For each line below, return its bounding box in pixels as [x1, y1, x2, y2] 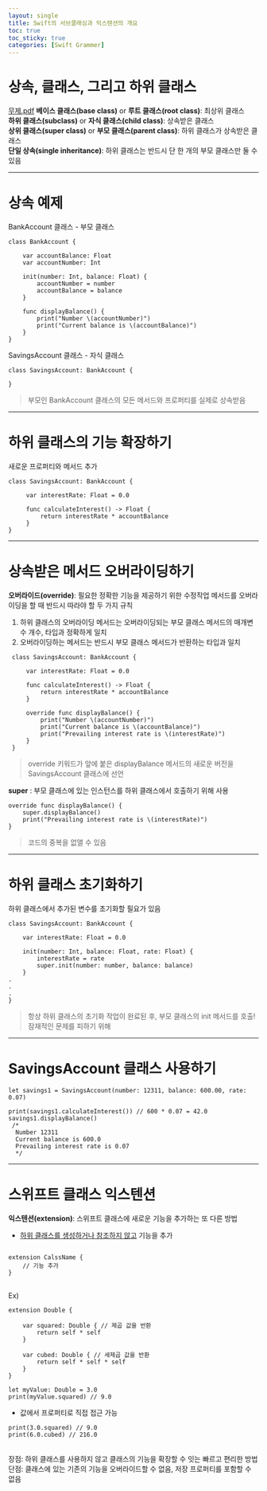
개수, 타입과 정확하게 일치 [28, 627, 107, 637]
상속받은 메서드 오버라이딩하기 [8, 563, 195, 581]
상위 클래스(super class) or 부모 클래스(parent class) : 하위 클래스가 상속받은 [8, 126, 250, 135]
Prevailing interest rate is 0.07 [15, 1142, 130, 1150]
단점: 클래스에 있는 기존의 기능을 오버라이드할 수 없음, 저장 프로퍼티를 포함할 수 [8, 1464, 252, 1473]
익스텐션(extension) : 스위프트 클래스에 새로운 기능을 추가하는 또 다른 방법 [8, 1213, 238, 1223]
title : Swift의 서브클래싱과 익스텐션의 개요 [8, 19, 138, 27]
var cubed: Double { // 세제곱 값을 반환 [22, 1351, 150, 1359]
